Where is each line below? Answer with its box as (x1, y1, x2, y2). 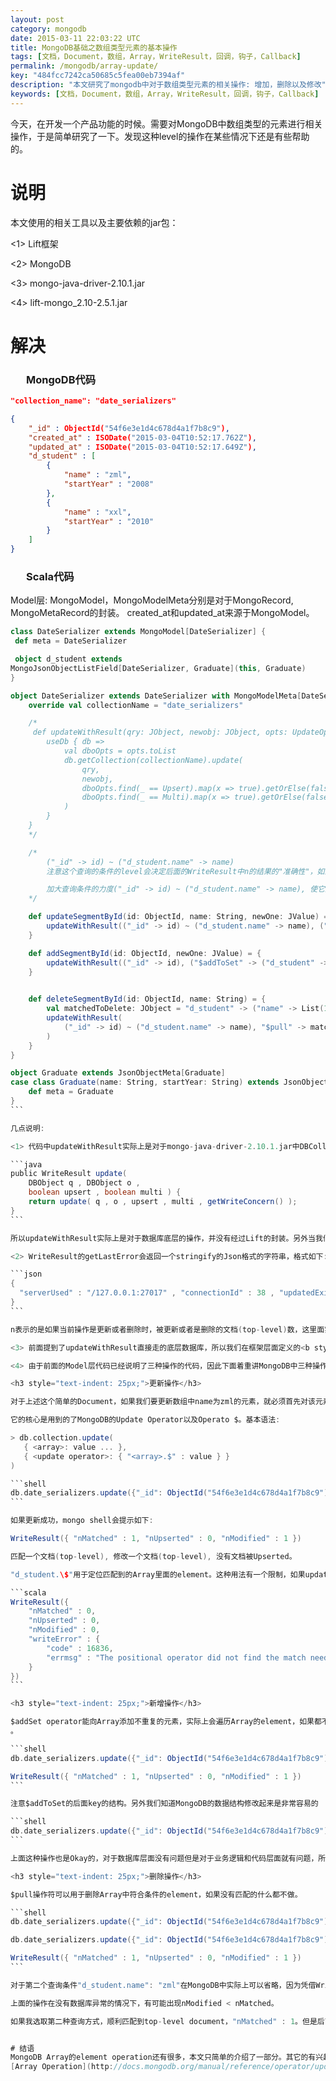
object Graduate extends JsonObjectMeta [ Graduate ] (10, 1068, 226, 1078)
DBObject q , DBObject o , (28, 1178, 141, 1188)
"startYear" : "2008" (63, 479, 155, 490)
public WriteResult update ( (10, 1169, 128, 1179)
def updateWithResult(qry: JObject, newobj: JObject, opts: (32, 727, 288, 738)
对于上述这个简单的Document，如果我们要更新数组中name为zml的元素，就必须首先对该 (10, 1397, 316, 1407)
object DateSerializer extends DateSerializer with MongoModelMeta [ (10, 691, 302, 701)
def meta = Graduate (28, 1087, 114, 1097)
